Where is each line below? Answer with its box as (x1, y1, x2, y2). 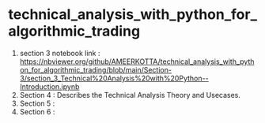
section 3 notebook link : (19, 48, 100, 58)
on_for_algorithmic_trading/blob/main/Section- (19, 65, 172, 74)
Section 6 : (19, 106, 55, 116)
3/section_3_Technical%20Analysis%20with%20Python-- (19, 73, 209, 83)
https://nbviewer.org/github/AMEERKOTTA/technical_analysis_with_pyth (19, 57, 255, 66)
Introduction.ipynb (19, 81, 80, 91)
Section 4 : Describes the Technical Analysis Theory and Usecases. (19, 90, 241, 99)
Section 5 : (19, 99, 55, 108)
